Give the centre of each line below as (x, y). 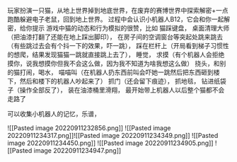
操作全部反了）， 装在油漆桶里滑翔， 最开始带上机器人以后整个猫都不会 (122, 90)
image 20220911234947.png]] (77, 150)
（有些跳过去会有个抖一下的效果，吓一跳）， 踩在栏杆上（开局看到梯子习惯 (115, 46)
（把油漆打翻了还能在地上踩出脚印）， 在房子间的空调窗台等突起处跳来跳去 (115, 37)
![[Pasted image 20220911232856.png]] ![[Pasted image (89, 128)
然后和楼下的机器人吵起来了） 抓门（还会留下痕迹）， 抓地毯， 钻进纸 (120, 81)
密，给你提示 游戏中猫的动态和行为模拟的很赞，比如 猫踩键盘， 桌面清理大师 (118, 28)
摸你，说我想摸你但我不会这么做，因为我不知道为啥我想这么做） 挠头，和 (114, 63)
